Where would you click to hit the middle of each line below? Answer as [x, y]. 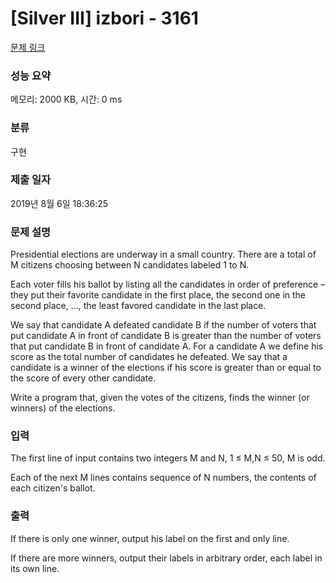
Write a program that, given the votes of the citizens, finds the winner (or [160, 398]
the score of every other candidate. [83, 378]
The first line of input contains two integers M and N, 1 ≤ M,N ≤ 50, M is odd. [168, 458]
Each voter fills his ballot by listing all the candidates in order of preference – [168, 284]
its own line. [35, 568]
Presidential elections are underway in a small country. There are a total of [163, 254]
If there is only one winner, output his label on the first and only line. [150, 538]
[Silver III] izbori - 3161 [104, 18]
